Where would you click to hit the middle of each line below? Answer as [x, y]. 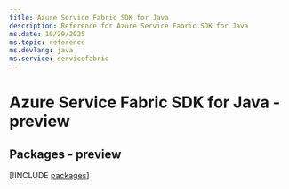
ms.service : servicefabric [59, 59]
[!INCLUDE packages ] [49, 175]
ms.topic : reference [48, 42]
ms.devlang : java [41, 51]
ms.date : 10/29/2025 [48, 34]
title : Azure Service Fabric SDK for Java [89, 17]
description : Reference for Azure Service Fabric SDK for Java [129, 26]
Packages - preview [65, 154]
